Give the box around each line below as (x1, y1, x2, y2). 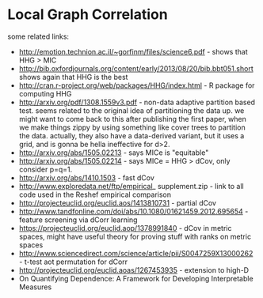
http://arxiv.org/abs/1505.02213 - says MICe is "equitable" (18, 148, 209, 157)
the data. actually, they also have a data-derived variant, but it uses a (18, 130, 245, 140)
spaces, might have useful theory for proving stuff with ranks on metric (18, 232, 251, 241)
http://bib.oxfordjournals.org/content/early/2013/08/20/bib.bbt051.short (18, 63, 254, 73)
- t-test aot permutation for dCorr (18, 257, 128, 266)
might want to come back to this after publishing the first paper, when (18, 114, 246, 123)
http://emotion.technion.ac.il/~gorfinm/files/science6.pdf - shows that (18, 47, 248, 56)
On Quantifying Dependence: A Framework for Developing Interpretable (18, 273, 254, 283)
